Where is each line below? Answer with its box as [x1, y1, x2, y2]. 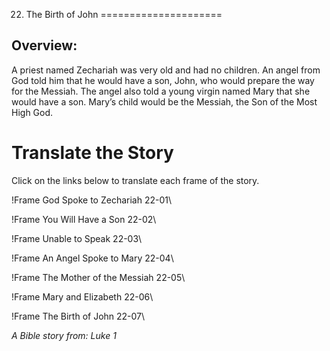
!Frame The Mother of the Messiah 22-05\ [11, 271, 186, 283]
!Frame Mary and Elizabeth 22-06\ [11, 290, 154, 303]
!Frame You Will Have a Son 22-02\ [11, 213, 157, 225]
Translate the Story [11, 142, 174, 164]
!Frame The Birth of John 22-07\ [11, 310, 146, 322]
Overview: [11, 37, 78, 54]
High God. [11, 106, 54, 118]
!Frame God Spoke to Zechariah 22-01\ [11, 194, 172, 206]
